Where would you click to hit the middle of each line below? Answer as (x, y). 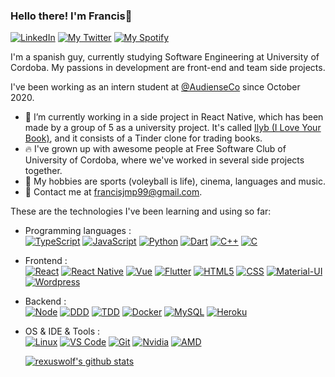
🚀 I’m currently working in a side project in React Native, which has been (174, 117)
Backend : (45, 301)
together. (43, 171)
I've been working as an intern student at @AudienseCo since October (155, 87)
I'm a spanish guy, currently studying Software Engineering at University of (165, 57)
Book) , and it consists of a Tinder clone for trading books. (143, 138)
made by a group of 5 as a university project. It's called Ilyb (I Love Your (173, 128)
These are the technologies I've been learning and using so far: (141, 211)
